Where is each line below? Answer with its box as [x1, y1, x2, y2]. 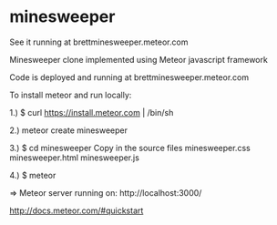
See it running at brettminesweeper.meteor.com [9, 36, 189, 47]
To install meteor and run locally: [9, 89, 132, 100]
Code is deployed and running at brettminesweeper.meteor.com [9, 71, 250, 83]
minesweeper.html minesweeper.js [9, 152, 139, 163]
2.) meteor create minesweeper [9, 125, 128, 136]
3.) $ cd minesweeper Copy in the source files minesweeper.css [9, 142, 251, 153]
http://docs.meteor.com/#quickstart [9, 205, 144, 216]
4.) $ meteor [9, 169, 56, 180]
